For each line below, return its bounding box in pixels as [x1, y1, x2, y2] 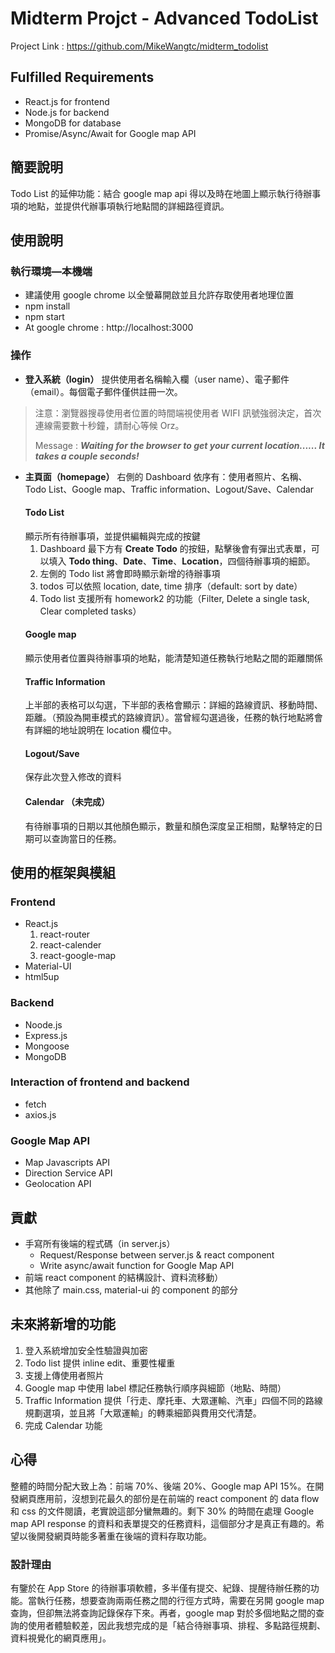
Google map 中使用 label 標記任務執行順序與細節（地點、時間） [24, 1382, 287, 1394]
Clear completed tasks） [39, 605, 142, 617]
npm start [24, 311, 65, 323]
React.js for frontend [24, 95, 110, 107]
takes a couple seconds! [34, 450, 140, 462]
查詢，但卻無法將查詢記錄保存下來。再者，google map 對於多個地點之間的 [10, 1607, 317, 1619]
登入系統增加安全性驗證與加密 [24, 1344, 148, 1356]
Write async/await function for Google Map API [39, 1259, 235, 1271]
